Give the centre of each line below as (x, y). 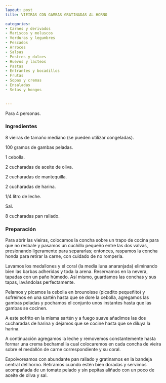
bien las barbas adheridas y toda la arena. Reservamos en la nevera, (76, 272)
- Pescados (17, 43)
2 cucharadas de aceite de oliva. (39, 167)
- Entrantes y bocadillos (32, 71)
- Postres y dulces (26, 57)
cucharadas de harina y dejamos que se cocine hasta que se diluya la (78, 323)
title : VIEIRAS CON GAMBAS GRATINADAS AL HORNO (56, 15)
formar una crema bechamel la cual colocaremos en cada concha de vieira (83, 344)
